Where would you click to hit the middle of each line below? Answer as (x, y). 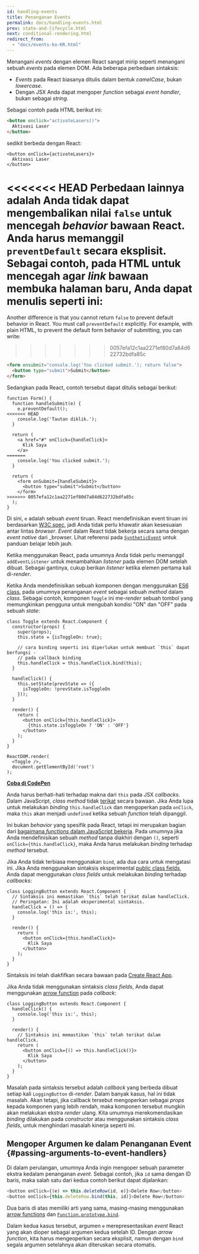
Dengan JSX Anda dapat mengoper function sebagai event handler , (98, 92)
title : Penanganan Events (38, 17)
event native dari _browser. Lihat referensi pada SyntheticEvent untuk (92, 537)
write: (14, 336)
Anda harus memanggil (65, 238)
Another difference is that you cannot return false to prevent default (90, 317)
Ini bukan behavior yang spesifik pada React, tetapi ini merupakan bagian (96, 825)
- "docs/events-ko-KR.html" (47, 45)
